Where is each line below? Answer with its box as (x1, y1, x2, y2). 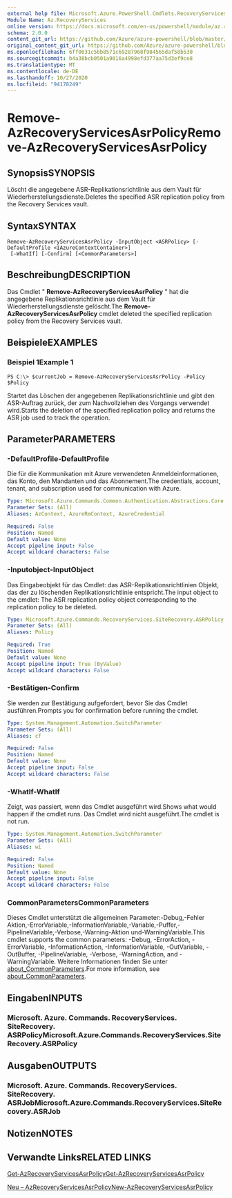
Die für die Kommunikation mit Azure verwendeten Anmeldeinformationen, (7, 470, 219, 478)
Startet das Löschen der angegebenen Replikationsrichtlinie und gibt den (7, 391, 215, 400)
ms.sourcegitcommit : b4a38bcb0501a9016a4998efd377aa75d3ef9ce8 (7, 55, 193, 62)
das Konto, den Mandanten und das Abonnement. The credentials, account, (7, 477, 221, 485)
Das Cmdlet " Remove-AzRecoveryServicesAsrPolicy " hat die (7, 287, 188, 295)
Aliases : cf (7, 732, 41, 739)
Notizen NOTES (7, 1128, 73, 1139)
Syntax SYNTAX (7, 220, 77, 232)
